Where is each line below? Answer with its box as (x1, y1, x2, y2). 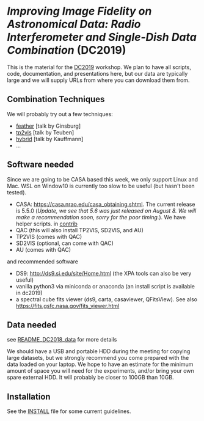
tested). (7, 188, 27, 196)
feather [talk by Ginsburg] (15, 122, 81, 130)
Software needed (7, 159, 74, 170)
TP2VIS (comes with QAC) (15, 233, 82, 240)
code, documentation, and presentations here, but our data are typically (7, 70, 188, 77)
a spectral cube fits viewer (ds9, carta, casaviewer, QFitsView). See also (15, 295, 198, 303)
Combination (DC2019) (7, 43, 126, 57)
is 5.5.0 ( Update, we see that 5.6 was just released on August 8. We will (15, 207, 197, 214)
